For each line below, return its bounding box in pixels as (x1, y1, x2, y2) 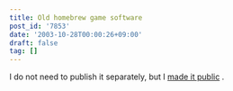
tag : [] (9, 47, 39, 56)
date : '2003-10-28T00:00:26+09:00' (9, 30, 143, 39)
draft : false (9, 38, 58, 48)
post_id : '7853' (9, 22, 70, 31)
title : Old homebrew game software (9, 13, 143, 23)
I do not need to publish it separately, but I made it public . (9, 71, 225, 82)
